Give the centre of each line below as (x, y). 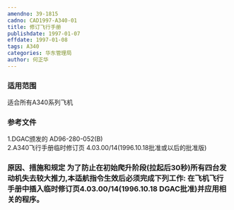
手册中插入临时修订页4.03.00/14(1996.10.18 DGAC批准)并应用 (113, 189)
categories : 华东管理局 (40, 54)
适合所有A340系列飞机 (40, 102)
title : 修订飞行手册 (34, 27)
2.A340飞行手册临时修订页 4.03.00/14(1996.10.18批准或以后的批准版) (107, 148)
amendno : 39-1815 (33, 14)
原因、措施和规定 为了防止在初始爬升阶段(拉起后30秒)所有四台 (113, 168)
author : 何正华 (28, 60)
